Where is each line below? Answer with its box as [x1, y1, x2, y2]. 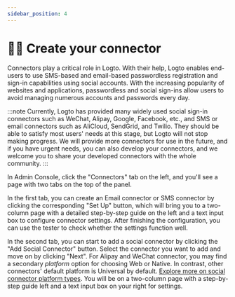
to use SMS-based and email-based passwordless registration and [25, 71, 218, 79]
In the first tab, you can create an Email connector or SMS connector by [7, 193, 215, 202]
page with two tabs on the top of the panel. [7, 180, 132, 188]
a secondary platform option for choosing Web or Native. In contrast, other [7, 259, 224, 268]
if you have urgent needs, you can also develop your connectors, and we [7, 144, 218, 153]
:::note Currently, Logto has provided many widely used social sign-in [7, 106, 208, 116]
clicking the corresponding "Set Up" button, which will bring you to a [7, 201, 206, 209]
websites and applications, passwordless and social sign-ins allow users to [7, 85, 224, 95]
